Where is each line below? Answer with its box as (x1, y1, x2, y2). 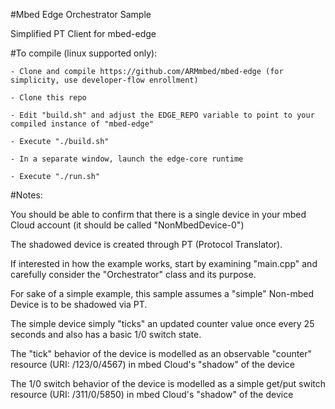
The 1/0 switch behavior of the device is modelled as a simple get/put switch (10, 378, 326, 389)
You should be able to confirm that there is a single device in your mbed (10, 209, 307, 220)
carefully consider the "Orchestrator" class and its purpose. (10, 269, 257, 280)
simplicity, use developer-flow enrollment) (10, 75, 199, 85)
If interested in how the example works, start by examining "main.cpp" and (10, 258, 318, 269)
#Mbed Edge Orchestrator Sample (10, 9, 152, 20)
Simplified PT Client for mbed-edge (10, 28, 157, 39)
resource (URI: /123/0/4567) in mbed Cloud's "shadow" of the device (10, 359, 296, 370)
